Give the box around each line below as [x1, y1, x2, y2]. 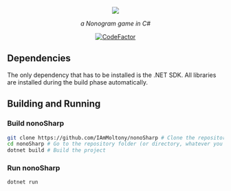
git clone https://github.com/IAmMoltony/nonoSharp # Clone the [7, 134, 195, 141]
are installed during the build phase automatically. [7, 78, 148, 86]
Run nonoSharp [7, 164, 60, 173]
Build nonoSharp [7, 119, 64, 128]
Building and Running [7, 98, 101, 110]
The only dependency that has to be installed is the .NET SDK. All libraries [7, 71, 217, 79]
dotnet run [7, 179, 38, 186]
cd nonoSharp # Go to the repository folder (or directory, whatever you [7, 141, 223, 148]
